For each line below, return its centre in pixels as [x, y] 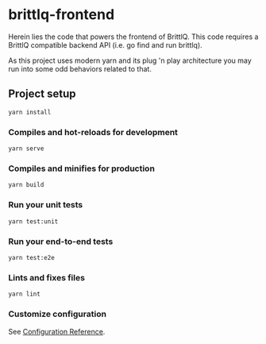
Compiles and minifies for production [81, 168]
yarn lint [25, 294]
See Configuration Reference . [57, 331]
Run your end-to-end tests [61, 242]
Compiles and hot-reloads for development [93, 132]
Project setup [42, 94]
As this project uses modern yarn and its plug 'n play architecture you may [130, 60]
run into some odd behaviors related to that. [80, 68]
